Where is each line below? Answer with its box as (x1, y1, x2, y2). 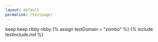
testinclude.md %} (5, 31, 44, 37)
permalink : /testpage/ (5, 12, 53, 17)
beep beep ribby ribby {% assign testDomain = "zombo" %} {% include (5, 26, 153, 32)
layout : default (5, 7, 39, 13)
